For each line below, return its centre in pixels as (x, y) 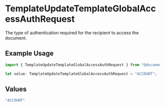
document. (16, 38)
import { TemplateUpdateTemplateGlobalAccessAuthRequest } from (72, 65)
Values (16, 89)
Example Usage (29, 53)
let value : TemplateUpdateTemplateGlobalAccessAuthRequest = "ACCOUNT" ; (81, 74)
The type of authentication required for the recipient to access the (72, 33)
